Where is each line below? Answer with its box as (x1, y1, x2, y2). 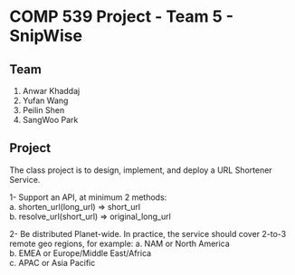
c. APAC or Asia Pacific (9, 257, 96, 268)
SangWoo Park (22, 115, 79, 125)
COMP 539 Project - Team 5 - (9, 6, 233, 27)
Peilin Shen (22, 105, 65, 115)
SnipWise (9, 25, 83, 46)
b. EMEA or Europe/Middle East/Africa (9, 247, 152, 259)
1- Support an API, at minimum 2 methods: (9, 192, 167, 203)
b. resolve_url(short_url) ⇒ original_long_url (9, 211, 172, 222)
